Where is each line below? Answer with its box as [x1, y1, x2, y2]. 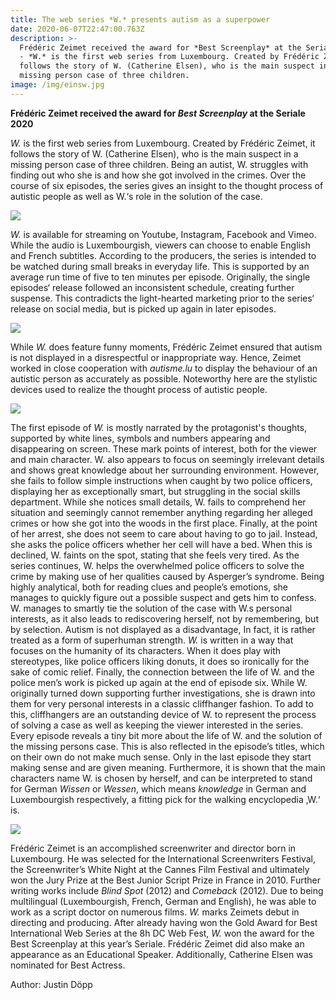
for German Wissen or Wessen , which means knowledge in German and [10, 782, 307, 795]
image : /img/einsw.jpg [10, 80, 105, 90]
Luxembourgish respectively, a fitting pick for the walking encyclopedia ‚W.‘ [10, 793, 321, 805]
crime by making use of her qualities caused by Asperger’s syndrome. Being [10, 570, 325, 582]
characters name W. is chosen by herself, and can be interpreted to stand [10, 772, 313, 784]
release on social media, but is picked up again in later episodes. [10, 302, 277, 315]
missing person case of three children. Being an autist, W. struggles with [10, 158, 309, 170]
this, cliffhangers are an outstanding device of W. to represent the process [10, 708, 317, 720]
